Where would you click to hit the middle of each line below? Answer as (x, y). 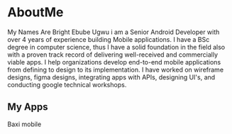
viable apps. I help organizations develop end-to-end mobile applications (114, 62)
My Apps (28, 107)
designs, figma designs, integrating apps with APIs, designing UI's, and (111, 77)
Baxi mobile (24, 124)
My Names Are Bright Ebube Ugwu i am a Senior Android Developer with (114, 32)
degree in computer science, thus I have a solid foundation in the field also (116, 47)
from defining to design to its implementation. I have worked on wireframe (116, 69)
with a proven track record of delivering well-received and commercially (113, 55)
